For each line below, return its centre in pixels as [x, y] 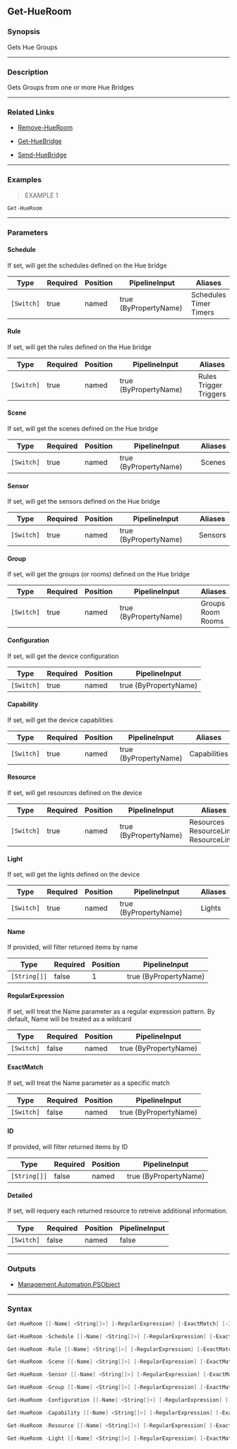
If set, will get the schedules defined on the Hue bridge [87, 265]
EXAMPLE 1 [41, 195]
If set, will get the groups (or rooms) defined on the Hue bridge [99, 574]
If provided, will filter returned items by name [73, 947]
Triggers [212, 394]
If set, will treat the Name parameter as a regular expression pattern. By [111, 1011]
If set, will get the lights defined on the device [73, 875]
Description [28, 72]
